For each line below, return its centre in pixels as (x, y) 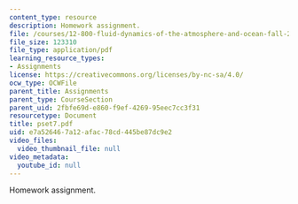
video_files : (33, 140)
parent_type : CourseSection (61, 99)
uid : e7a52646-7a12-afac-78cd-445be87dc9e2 (91, 132)
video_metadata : (39, 157)
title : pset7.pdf (41, 125)
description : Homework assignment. (75, 26)
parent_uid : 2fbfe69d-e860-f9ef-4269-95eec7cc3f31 (105, 108)
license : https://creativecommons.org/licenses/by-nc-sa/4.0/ (126, 75)
